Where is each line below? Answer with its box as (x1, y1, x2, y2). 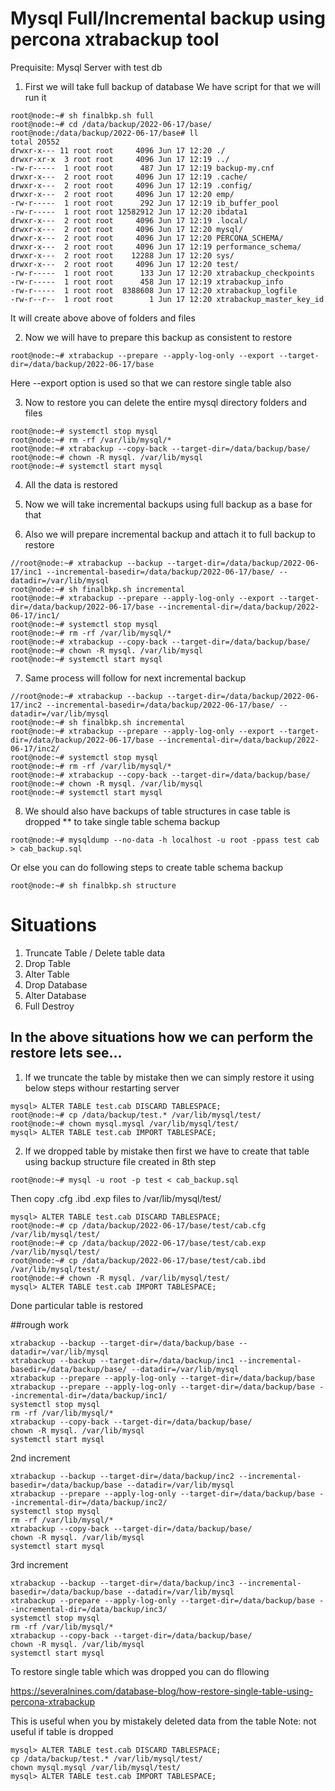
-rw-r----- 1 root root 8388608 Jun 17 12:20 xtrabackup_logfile (10, 285, 298, 296)
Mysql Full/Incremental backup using (10, 7, 326, 30)
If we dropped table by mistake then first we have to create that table (24, 1145, 310, 1157)
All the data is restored (24, 478, 118, 491)
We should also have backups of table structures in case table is (24, 805, 291, 817)
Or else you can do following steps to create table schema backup (10, 861, 283, 873)
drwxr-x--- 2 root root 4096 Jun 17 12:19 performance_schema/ (10, 242, 302, 252)
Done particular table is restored (10, 1299, 144, 1311)
